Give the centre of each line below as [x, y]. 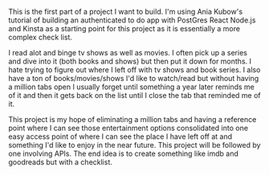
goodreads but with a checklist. [60, 162]
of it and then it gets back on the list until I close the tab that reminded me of [134, 95]
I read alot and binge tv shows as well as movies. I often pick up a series [128, 53]
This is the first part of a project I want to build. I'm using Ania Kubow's [126, 12]
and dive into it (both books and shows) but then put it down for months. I [130, 61]
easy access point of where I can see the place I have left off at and [120, 136]
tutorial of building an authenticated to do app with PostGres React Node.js [132, 20]
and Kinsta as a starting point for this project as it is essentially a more [124, 28]
